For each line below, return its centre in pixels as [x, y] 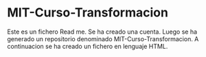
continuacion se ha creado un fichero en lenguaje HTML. [88, 46]
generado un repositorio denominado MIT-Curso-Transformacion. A [103, 38]
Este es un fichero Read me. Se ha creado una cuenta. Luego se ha [102, 32]
